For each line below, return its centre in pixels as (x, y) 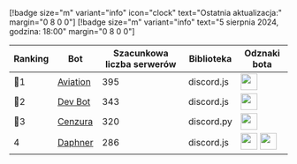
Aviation (74, 82)
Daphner (75, 142)
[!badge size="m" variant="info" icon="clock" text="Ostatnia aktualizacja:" (146, 13)
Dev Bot (74, 102)
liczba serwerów (141, 64)
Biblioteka (210, 59)
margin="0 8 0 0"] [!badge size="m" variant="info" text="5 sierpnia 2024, (144, 22)
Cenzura (75, 121)
